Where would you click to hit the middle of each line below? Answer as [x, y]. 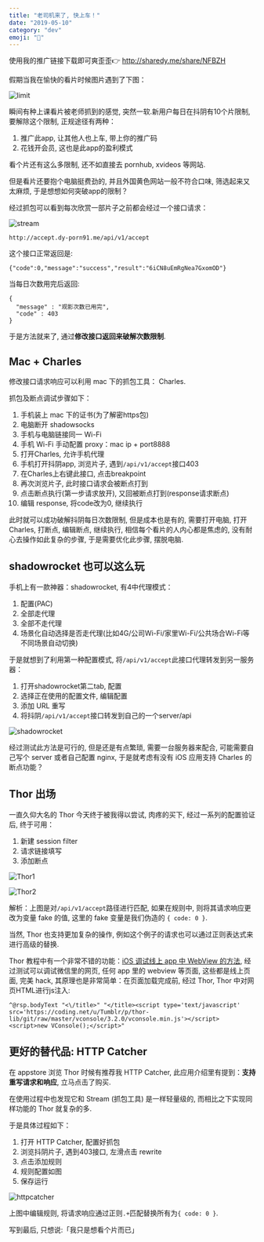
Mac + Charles [45, 362]
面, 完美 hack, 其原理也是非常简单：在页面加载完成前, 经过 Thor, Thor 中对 [128, 980]
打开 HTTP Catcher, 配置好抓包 [70, 1142]
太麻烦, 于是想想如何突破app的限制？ [69, 191]
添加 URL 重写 [43, 705]
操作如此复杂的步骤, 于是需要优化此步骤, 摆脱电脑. [103, 539]
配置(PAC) [36, 603]
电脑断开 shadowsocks [57, 425]
